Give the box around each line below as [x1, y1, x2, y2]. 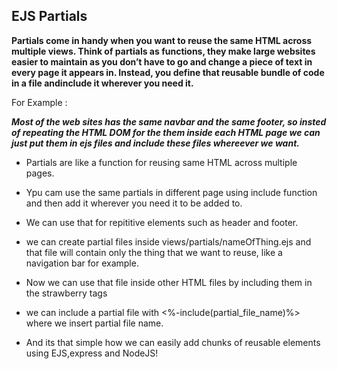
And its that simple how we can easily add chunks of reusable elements [25, 336, 321, 348]
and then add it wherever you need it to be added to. [25, 197, 243, 209]
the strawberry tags [25, 287, 108, 299]
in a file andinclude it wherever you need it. [11, 77, 194, 89]
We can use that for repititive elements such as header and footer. [25, 216, 299, 228]
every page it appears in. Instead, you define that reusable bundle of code [11, 66, 325, 78]
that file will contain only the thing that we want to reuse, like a [25, 246, 283, 258]
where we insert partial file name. [25, 317, 164, 329]
